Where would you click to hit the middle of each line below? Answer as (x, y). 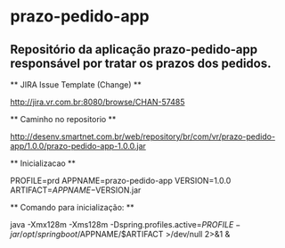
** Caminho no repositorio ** (63, 119)
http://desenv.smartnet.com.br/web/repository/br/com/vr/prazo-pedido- (142, 136)
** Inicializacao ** (43, 163)
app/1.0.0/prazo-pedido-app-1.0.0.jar (78, 146)
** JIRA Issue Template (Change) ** (76, 85)
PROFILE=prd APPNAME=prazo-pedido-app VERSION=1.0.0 (121, 181)
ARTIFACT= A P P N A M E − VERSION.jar (76, 190)
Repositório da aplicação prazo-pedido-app (134, 50)
